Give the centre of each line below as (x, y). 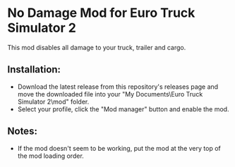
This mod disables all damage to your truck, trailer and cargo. (97, 47)
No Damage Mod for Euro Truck (101, 13)
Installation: (34, 69)
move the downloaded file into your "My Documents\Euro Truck (110, 94)
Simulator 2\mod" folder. (53, 101)
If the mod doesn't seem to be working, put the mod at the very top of (119, 148)
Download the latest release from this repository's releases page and (118, 87)
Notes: (22, 131)
